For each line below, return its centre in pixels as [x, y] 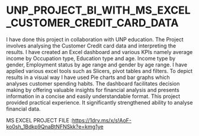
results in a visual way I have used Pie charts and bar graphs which [88, 77]
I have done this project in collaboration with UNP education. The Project [95, 39]
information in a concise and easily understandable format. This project [93, 96]
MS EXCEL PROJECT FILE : [39, 120]
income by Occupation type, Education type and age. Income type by [91, 58]
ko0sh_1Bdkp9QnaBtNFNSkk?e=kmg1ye [55, 126]
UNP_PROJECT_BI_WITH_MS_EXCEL [98, 10]
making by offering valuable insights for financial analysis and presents [93, 90]
